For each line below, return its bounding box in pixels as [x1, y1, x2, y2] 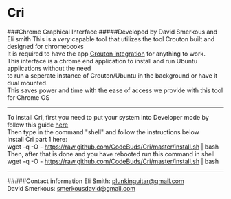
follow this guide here [7, 121, 69, 129]
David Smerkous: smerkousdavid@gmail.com [7, 184, 136, 192]
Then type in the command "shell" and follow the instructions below [7, 127, 199, 136]
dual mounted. [7, 78, 48, 87]
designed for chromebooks [7, 42, 84, 50]
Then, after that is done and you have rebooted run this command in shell [7, 149, 215, 158]
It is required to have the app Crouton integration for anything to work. [7, 50, 206, 58]
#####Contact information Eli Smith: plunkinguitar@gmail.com [7, 177, 184, 185]
